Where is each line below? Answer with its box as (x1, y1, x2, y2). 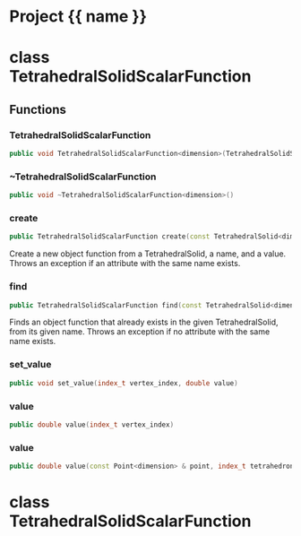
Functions (9, 101, 67, 117)
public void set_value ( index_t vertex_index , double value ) (9, 378, 239, 387)
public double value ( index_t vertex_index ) (9, 419, 175, 429)
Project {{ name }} (9, 6, 148, 27)
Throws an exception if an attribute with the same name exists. (9, 258, 241, 269)
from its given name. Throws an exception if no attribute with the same (9, 326, 271, 337)
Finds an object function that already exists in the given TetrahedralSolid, (9, 316, 279, 328)
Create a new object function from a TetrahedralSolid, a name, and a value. (9, 248, 287, 259)
